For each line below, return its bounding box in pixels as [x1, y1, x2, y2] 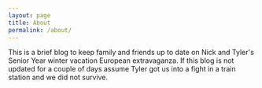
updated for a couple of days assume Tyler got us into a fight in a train [8, 64, 236, 74]
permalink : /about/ [8, 26, 72, 34]
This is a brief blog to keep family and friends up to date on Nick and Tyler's [8, 48, 254, 57]
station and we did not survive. [8, 72, 109, 82]
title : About [8, 19, 51, 27]
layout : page [8, 11, 51, 20]
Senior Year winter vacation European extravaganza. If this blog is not [8, 56, 234, 65]
